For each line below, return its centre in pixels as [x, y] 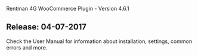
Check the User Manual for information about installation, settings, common [99, 41]
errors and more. [27, 47]
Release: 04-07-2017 [47, 27]
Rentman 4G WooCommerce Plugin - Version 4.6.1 [68, 9]
